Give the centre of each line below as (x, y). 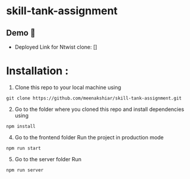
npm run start (24, 148)
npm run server (25, 170)
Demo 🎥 (21, 33)
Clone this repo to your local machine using (68, 87)
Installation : (37, 71)
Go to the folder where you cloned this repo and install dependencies (99, 109)
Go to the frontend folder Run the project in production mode (89, 137)
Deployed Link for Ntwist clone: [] (56, 47)
